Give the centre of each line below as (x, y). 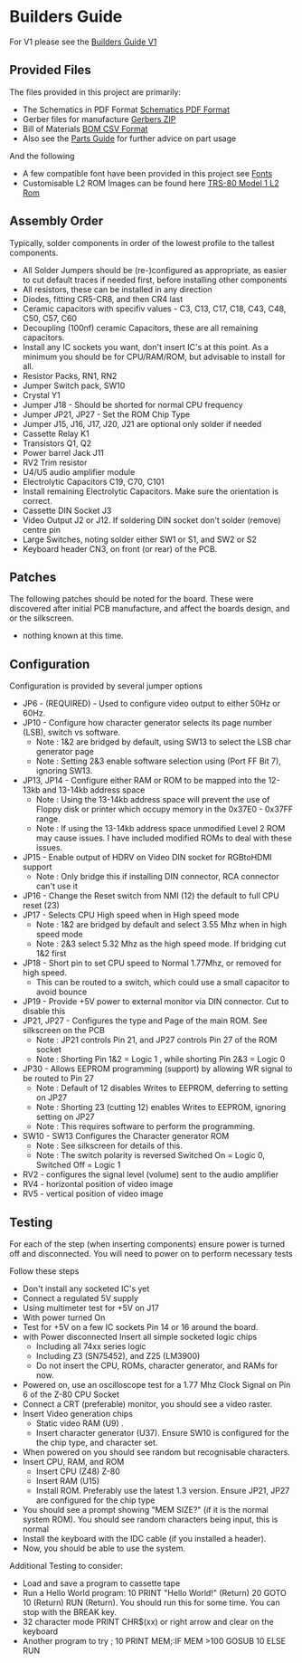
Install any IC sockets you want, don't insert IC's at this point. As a (146, 347)
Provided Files (51, 70)
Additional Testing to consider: (66, 1566)
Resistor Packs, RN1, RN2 (70, 375)
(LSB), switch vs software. (71, 732)
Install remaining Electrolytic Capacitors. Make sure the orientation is (150, 491)
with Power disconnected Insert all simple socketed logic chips (140, 1337)
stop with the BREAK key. (70, 1612)
